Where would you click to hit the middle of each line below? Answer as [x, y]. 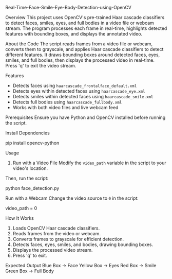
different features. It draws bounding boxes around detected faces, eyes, [83, 55]
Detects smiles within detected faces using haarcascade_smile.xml [83, 97]
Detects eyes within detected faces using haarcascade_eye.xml [79, 91]
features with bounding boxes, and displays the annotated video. [74, 34]
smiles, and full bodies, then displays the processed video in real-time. [80, 60]
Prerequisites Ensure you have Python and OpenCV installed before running [85, 117]
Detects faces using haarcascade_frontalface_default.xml [75, 85]
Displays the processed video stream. [53, 250]
